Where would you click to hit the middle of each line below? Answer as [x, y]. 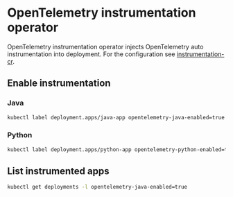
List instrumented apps [58, 171]
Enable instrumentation [59, 84]
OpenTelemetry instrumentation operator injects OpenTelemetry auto [105, 46]
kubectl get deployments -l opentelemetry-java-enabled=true [97, 187]
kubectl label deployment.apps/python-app [69, 149]
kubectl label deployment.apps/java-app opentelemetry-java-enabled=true [116, 117]
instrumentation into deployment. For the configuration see [91, 54]
